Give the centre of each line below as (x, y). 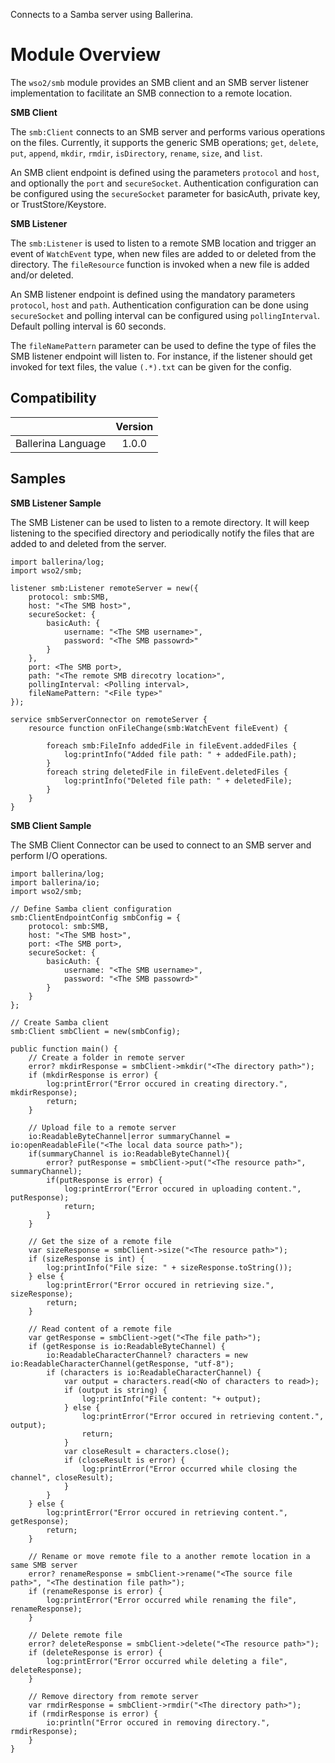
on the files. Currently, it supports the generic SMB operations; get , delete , (164, 142)
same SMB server (44, 1565)
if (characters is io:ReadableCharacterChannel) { (154, 1372)
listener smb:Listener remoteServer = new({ (104, 588)
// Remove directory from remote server (113, 1696)
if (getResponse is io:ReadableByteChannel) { (127, 1346)
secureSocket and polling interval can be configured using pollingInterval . (165, 315)
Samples (38, 479)
